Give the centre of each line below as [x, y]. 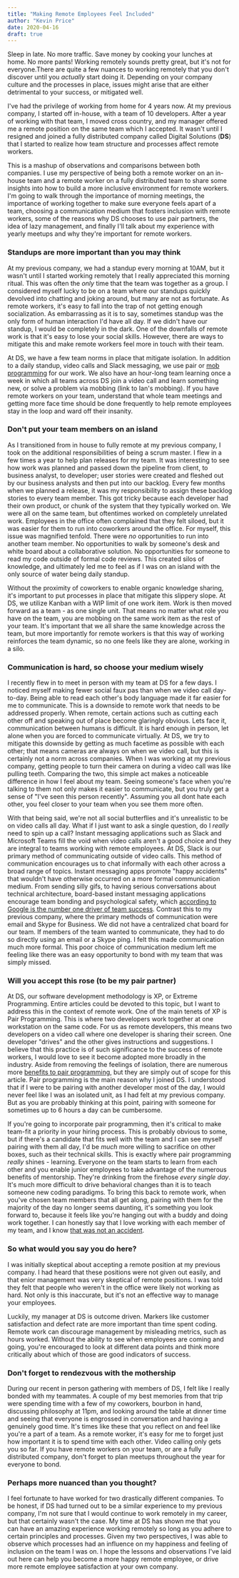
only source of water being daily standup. [68, 574]
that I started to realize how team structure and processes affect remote [113, 144]
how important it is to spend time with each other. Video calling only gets [115, 1441]
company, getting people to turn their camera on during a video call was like [119, 766]
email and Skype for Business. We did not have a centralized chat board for [118, 924]
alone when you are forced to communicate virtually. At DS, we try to [108, 736]
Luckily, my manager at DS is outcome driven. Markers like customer [108, 1316]
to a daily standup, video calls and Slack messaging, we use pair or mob [113, 365]
